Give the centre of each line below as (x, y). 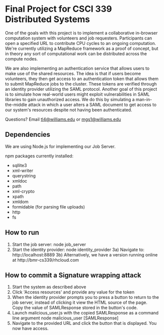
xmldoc (20, 181)
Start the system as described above (49, 287)
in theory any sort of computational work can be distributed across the (76, 53)
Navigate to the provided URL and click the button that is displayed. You (84, 323)
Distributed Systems (48, 19)
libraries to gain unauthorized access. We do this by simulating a (70, 99)
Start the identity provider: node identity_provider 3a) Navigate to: (78, 250)
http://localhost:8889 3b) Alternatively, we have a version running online (85, 254)
